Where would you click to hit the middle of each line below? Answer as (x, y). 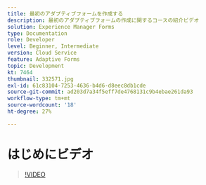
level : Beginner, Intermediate (53, 46)
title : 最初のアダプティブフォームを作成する (65, 14)
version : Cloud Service (42, 53)
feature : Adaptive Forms (44, 60)
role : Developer (31, 40)
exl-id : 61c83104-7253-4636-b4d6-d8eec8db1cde (77, 85)
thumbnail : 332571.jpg (40, 79)
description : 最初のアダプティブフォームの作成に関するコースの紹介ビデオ (103, 20)
